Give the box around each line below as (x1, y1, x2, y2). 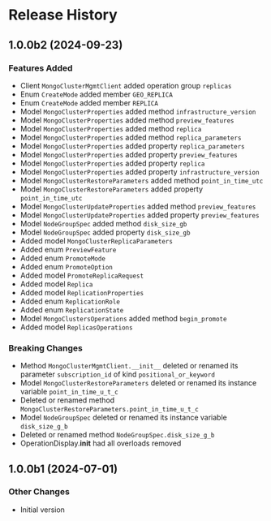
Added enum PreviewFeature (19, 244, 117, 254)
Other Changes (8, 486, 71, 497)
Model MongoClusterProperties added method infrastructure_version (19, 106, 256, 116)
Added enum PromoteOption (19, 261, 114, 271)
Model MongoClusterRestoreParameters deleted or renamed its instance (19, 378, 257, 388)
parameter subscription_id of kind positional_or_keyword (19, 369, 215, 379)
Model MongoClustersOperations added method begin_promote (19, 313, 227, 323)
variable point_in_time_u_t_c (19, 387, 119, 397)
